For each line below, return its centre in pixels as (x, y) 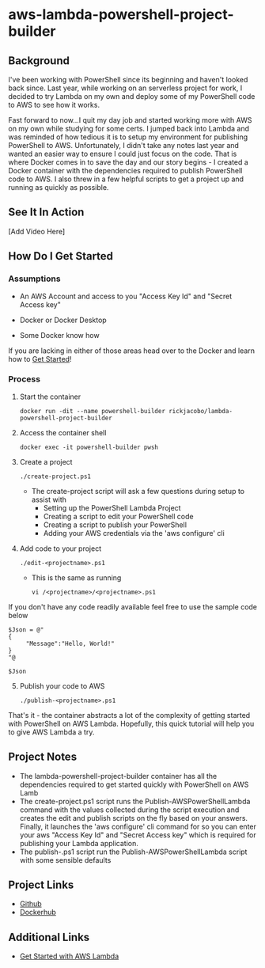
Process (25, 379)
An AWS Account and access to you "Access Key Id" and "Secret (126, 296)
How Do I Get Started (61, 256)
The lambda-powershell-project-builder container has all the (118, 776)
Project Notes (43, 757)
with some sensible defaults (65, 860)
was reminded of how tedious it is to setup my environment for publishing (128, 137)
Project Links (41, 885)
